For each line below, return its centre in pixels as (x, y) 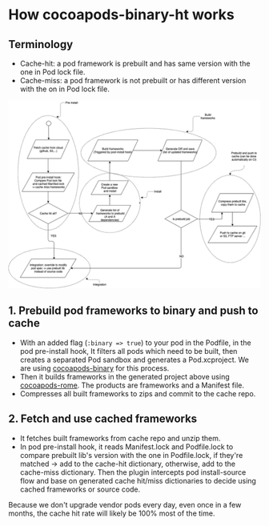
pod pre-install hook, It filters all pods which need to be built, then (128, 351)
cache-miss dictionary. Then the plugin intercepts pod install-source (133, 472)
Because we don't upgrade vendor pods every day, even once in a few (125, 504)
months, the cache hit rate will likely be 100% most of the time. (112, 513)
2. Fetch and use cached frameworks (103, 419)
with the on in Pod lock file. (64, 89)
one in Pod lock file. (52, 72)
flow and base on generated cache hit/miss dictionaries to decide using (138, 480)
